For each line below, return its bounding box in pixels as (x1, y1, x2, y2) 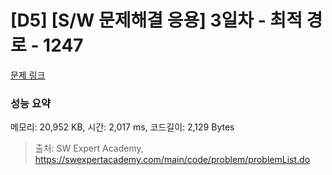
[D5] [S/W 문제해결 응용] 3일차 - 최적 (10, 9, 303, 32)
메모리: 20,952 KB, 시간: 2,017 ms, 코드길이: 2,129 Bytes (10, 121, 235, 133)
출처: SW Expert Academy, (34, 142, 144, 155)
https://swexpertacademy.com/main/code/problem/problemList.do (34, 154, 311, 166)
